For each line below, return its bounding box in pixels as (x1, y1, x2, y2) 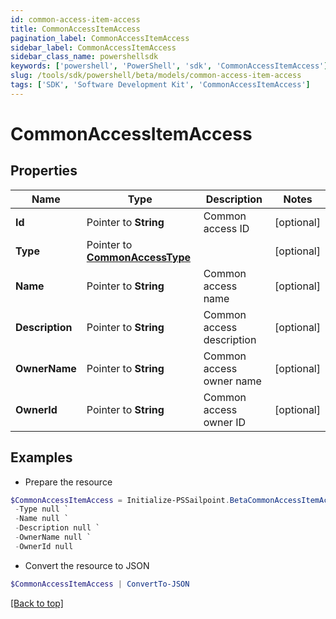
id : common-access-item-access (10, 14, 141, 25)
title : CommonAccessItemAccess (10, 24, 141, 34)
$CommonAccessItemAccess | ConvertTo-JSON (10, 579, 190, 589)
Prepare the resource (24, 476, 113, 488)
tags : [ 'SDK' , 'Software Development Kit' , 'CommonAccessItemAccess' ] (10, 80, 311, 90)
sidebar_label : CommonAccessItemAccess (10, 42, 177, 53)
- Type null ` (14, 504, 70, 515)
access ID (203, 221, 250, 235)
